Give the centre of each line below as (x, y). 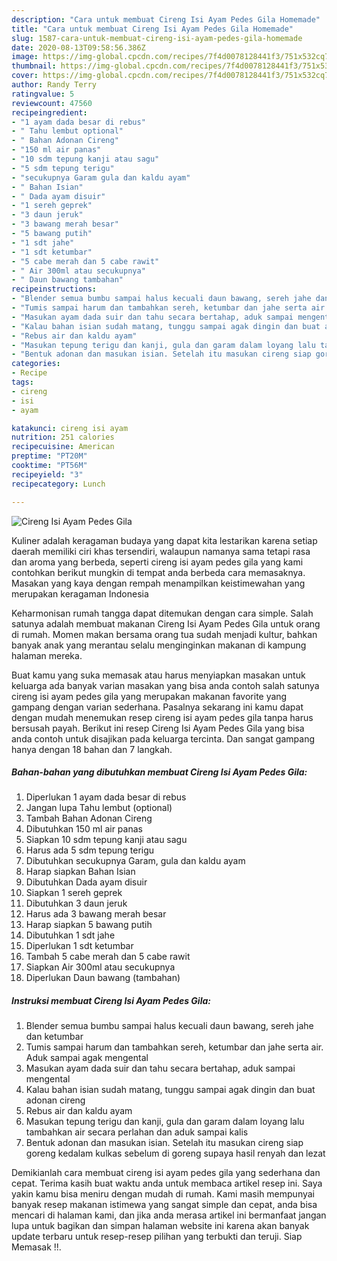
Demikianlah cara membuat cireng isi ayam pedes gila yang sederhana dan (166, 1173)
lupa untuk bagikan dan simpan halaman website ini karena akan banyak (160, 1226)
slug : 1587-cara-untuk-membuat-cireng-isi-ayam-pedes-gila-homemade (157, 38)
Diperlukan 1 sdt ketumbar (79, 946)
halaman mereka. (47, 655)
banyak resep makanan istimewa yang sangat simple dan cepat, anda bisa (164, 1205)
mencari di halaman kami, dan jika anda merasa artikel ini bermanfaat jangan (169, 1215)
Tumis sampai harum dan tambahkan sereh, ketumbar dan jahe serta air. (174, 1047)
